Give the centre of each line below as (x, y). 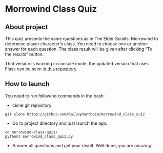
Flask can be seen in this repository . (41, 69)
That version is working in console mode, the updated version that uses (77, 64)
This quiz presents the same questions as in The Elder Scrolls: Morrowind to (81, 38)
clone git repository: (32, 105)
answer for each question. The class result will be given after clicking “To (79, 49)
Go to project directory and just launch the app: (60, 123)
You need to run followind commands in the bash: (55, 96)
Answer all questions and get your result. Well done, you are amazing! (82, 145)
